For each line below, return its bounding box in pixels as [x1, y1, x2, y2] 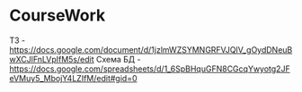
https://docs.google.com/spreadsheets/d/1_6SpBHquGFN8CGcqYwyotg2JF [9, 63, 290, 74]
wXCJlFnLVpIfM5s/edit [9, 54, 94, 64]
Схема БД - [95, 54, 141, 64]
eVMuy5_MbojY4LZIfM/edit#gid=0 [9, 72, 138, 83]
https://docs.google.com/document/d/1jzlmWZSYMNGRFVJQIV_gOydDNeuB [9, 44, 293, 54]
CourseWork [9, 5, 106, 26]
